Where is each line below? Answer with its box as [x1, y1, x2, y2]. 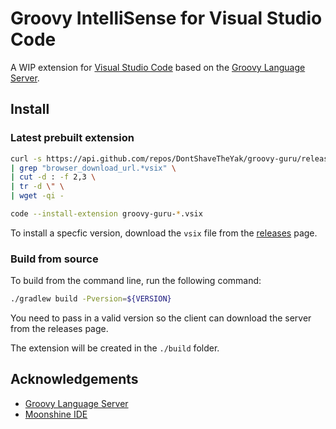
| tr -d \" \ [10, 182, 65, 192]
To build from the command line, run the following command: [10, 275, 262, 287]
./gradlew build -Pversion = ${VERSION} [10, 294, 172, 304]
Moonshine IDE [24, 408, 88, 420]
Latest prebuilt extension [10, 131, 135, 145]
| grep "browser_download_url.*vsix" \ [10, 163, 177, 173]
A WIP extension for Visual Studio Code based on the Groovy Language [10, 61, 306, 73]
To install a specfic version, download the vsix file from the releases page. [10, 227, 318, 239]
